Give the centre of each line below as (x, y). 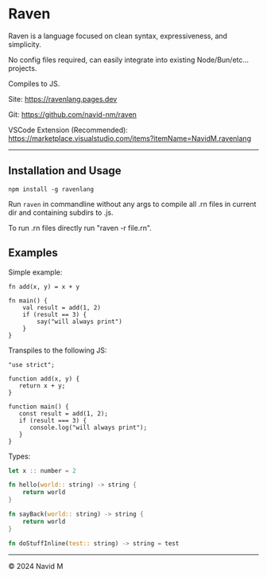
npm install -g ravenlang (51, 189)
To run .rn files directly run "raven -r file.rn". (80, 228)
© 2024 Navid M (36, 566)
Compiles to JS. (34, 84)
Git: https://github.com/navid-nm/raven (73, 114)
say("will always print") (80, 322)
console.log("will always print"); (88, 427)
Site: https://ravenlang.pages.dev (63, 99)
